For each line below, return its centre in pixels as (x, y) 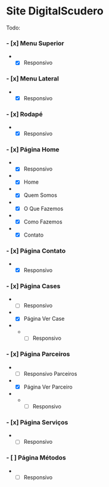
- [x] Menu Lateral (33, 79)
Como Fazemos (43, 222)
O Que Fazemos (43, 208)
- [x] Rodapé (24, 114)
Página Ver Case (44, 319)
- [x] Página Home (33, 150)
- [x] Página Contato (36, 250)
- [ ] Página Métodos (36, 458)
